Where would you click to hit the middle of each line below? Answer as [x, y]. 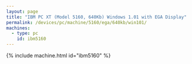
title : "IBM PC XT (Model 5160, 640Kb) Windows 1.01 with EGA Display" [96, 17]
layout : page [22, 11]
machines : [18, 28]
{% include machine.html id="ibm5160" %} [59, 55]
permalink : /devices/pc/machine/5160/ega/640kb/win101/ [76, 22]
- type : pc [25, 33]
